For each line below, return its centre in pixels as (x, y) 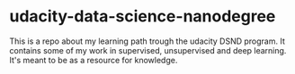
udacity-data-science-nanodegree (143, 16)
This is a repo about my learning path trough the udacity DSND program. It (147, 41)
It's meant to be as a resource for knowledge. (94, 60)
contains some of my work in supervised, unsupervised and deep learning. (148, 50)
